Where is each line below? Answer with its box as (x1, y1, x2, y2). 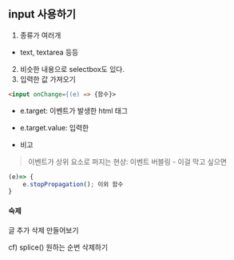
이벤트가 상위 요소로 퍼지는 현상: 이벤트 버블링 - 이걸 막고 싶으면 (27, 157, 228, 166)
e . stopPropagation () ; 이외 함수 (22, 180, 124, 188)
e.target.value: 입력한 (19, 122, 89, 132)
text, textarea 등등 (19, 47, 79, 57)
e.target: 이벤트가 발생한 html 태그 (19, 106, 129, 115)
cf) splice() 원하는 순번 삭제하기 (8, 242, 109, 252)
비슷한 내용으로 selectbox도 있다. (19, 64, 125, 74)
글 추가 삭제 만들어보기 (8, 225, 79, 234)
